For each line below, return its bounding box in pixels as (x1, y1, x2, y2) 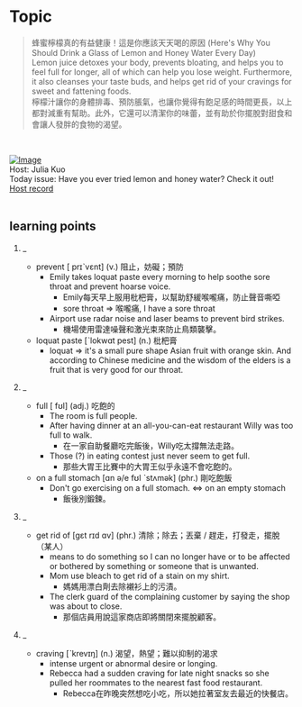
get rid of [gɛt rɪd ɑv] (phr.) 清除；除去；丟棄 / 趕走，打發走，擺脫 (35, 530, 280, 540)
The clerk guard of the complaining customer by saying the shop (49, 591, 290, 602)
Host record (9, 183, 54, 194)
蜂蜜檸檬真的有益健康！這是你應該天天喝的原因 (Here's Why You (31, 37, 270, 48)
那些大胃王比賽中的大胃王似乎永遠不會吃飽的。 (62, 461, 237, 472)
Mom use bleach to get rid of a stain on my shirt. (49, 570, 230, 581)
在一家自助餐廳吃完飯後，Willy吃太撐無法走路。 (62, 440, 240, 451)
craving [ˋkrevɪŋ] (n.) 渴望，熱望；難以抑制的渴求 (35, 648, 218, 658)
